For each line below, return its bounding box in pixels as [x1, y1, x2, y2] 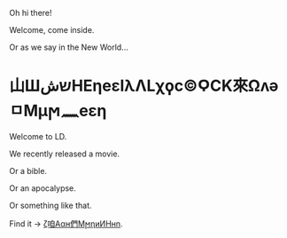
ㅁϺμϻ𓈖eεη [9, 101, 107, 121]
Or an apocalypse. [9, 182, 77, 194]
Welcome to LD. [9, 131, 67, 141]
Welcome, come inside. [9, 25, 95, 35]
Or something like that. [9, 200, 92, 210]
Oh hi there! [9, 8, 52, 18]
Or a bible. [9, 165, 47, 176]
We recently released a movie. [9, 148, 120, 159]
